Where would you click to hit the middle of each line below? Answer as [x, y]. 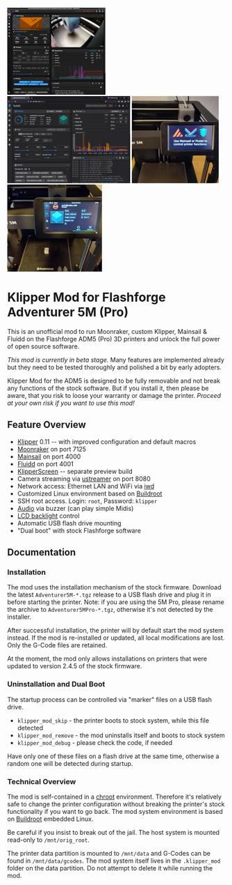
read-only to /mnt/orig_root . [49, 840]
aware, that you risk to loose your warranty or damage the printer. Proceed [114, 395]
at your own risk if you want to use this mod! [71, 403]
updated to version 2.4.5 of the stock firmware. [75, 666]
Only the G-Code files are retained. [57, 645]
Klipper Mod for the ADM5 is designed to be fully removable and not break [114, 380]
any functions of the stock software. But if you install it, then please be [108, 388]
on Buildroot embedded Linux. [50, 819]
